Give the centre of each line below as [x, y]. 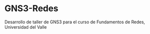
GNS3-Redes [32, 8]
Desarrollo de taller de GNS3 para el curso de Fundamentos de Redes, [75, 22]
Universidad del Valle [26, 27]
